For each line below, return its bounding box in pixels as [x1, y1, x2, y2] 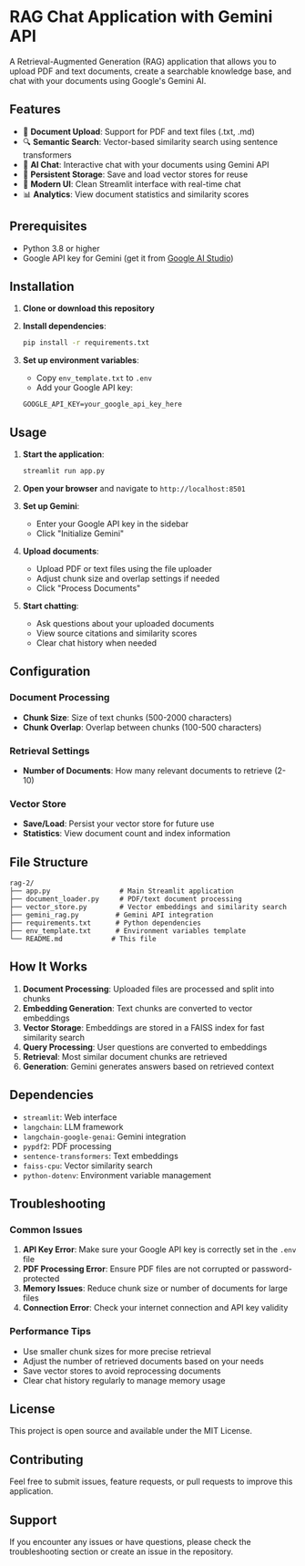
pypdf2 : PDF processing [22, 1140, 112, 1151]
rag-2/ [9, 878, 35, 888]
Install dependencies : [22, 321, 107, 332]
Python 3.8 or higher [22, 243, 100, 254]
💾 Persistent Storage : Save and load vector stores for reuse [22, 169, 249, 180]
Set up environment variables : [22, 355, 139, 366]
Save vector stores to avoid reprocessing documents [22, 1365, 221, 1376]
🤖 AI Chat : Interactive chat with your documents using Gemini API [22, 159, 269, 170]
